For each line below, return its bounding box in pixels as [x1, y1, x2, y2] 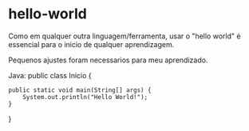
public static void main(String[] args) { [8, 85, 152, 94]
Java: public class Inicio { [8, 70, 92, 80]
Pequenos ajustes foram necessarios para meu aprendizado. [8, 55, 208, 65]
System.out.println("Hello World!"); [22, 93, 148, 101]
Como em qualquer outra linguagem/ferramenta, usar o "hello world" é [8, 31, 241, 41]
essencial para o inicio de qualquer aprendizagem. [8, 39, 175, 49]
